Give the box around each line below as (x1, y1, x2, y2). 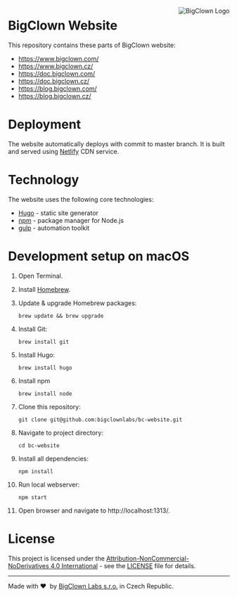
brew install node (18, 390, 72, 397)
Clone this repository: (18, 402, 81, 411)
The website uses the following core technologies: (8, 195, 154, 203)
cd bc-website (18, 442, 60, 449)
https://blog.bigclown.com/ (18, 84, 97, 93)
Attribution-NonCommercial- (105, 554, 189, 563)
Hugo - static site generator (18, 208, 99, 217)
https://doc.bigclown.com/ (18, 69, 96, 77)
